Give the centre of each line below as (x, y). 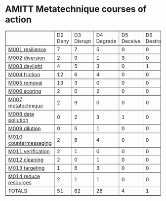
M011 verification (29, 151)
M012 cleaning (26, 160)
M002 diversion (27, 58)
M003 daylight (25, 66)
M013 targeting (26, 168)
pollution (18, 120)
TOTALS (18, 191)
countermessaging (30, 143)
